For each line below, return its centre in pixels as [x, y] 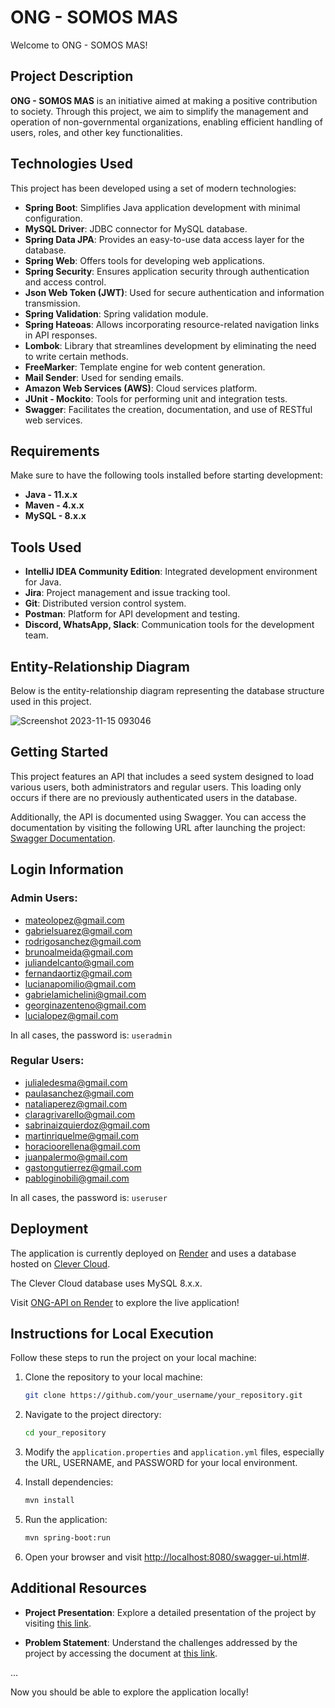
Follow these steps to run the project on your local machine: [133, 1358]
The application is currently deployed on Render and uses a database [153, 1253]
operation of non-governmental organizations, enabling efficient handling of [166, 122]
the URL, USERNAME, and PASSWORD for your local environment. [161, 1463]
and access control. [65, 282]
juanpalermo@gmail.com [76, 1157]
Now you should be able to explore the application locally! [129, 1692]
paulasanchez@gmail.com [79, 1093]
